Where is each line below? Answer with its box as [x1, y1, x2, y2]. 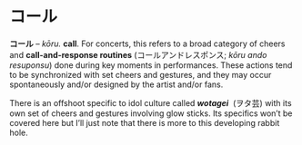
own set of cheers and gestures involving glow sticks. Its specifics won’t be [9, 108, 293, 119]
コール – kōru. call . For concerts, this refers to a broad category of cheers [9, 38, 286, 49]
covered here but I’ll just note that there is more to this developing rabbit [9, 117, 280, 128]
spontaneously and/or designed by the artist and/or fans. [9, 79, 224, 90]
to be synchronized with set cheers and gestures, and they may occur [9, 69, 272, 80]
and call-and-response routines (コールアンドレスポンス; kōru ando [9, 49, 267, 60]
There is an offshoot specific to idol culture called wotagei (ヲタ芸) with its [9, 97, 293, 108]
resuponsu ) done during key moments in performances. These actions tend [9, 59, 293, 71]
